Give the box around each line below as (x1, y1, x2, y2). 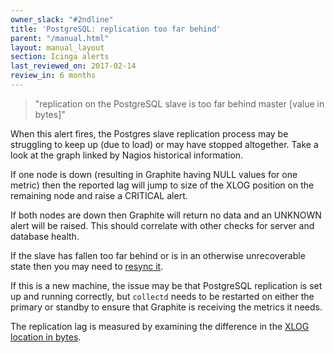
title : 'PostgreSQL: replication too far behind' (10, 24, 222, 34)
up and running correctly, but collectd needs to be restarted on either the (10, 290, 315, 302)
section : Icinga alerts (10, 52, 110, 62)
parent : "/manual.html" (10, 33, 110, 43)
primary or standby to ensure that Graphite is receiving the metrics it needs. (10, 301, 323, 313)
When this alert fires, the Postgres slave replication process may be (10, 127, 289, 140)
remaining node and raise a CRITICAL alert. (10, 189, 188, 201)
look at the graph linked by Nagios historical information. (10, 149, 244, 161)
